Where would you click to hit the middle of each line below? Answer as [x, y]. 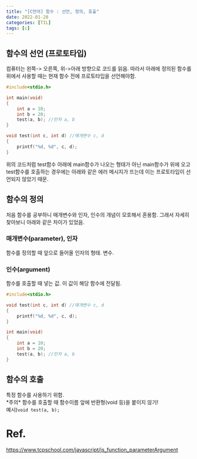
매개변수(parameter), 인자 [42, 239]
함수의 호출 [25, 380]
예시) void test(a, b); [33, 410]
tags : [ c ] [18, 28]
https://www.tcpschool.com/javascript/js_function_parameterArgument [92, 450]
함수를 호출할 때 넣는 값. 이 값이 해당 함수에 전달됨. [64, 283]
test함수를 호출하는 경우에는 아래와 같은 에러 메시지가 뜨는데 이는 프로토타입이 [96, 171]
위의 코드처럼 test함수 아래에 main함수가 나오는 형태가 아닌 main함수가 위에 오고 [98, 164]
